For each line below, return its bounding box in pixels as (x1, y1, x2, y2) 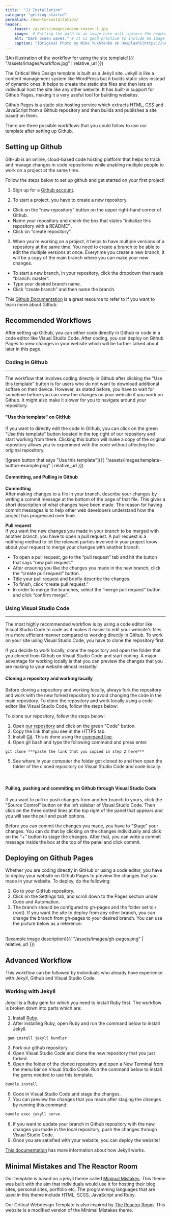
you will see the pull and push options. (5, 813, 86, 819)
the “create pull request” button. (12, 570, 80, 577)
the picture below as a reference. (12, 920, 82, 927)
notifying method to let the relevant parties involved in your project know (5, 539, 158, 545)
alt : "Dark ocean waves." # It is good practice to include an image (14, 36, 165, 41)
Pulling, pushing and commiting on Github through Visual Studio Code (5, 785, 157, 792)
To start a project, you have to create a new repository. (12, 197, 128, 203)
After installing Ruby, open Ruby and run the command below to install (12, 1020, 160, 1027)
